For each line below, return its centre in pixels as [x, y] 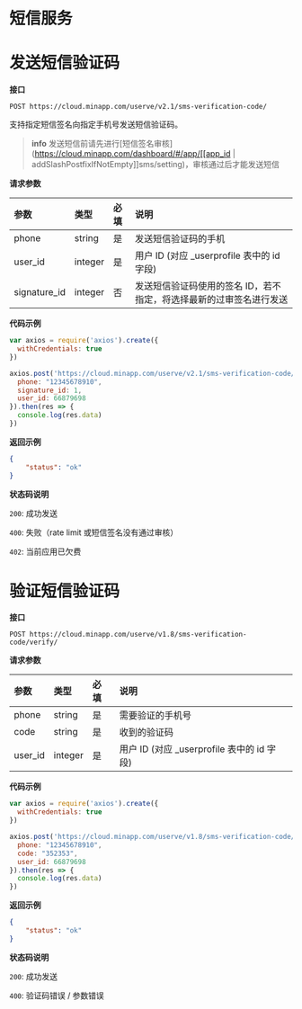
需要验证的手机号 [155, 716]
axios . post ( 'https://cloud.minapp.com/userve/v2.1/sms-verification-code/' [154, 373]
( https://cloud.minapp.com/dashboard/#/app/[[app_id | [133, 154]
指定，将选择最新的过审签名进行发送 [211, 299]
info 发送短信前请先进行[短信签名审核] [102, 144]
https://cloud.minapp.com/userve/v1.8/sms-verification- [138, 635]
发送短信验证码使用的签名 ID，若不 [208, 286]
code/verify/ [34, 643]
